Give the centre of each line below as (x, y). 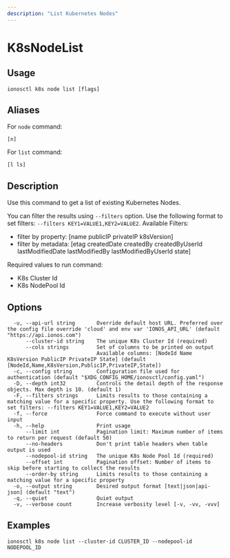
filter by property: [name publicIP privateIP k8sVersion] (95, 237)
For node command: (35, 127)
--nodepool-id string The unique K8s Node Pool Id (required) (119, 456)
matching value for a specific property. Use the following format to (111, 402)
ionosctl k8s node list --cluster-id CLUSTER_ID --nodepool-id (100, 541)
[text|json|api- (188, 487)
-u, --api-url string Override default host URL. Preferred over (118, 323)
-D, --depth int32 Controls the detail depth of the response (118, 384)
